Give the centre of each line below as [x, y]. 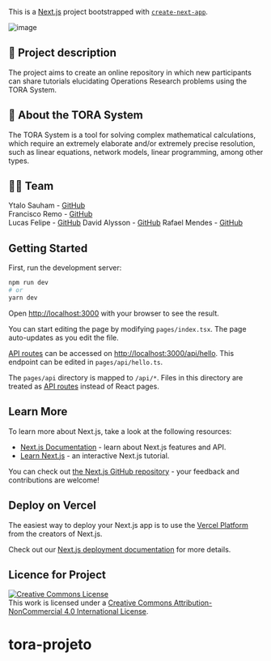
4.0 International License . [106, 612]
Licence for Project [57, 575]
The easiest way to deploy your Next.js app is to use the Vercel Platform [129, 525]
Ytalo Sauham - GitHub [47, 205]
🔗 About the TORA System [76, 116]
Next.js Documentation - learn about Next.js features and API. [123, 447]
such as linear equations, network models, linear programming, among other [136, 152]
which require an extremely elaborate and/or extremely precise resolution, [132, 143]
